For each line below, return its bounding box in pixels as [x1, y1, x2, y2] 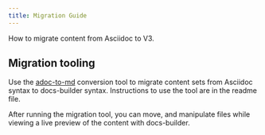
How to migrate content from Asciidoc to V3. [8, 33, 155, 43]
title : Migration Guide [8, 11, 88, 20]
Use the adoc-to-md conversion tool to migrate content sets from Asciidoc [8, 77, 253, 87]
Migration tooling [8, 56, 95, 70]
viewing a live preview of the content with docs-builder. [8, 118, 190, 128]
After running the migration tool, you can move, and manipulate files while [8, 110, 251, 119]
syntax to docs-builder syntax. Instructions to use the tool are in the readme [8, 86, 257, 95]
